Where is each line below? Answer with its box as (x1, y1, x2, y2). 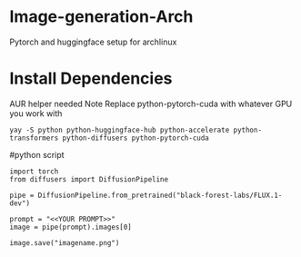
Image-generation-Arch (9, 6, 194, 27)
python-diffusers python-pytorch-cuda (62, 133, 209, 143)
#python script (9, 149, 65, 160)
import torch (9, 166, 59, 176)
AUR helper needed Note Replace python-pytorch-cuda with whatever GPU (9, 98, 293, 109)
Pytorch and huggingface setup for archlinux (9, 36, 177, 47)
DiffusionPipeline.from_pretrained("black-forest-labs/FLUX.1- (37, 191, 283, 200)
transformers (9, 133, 59, 143)
